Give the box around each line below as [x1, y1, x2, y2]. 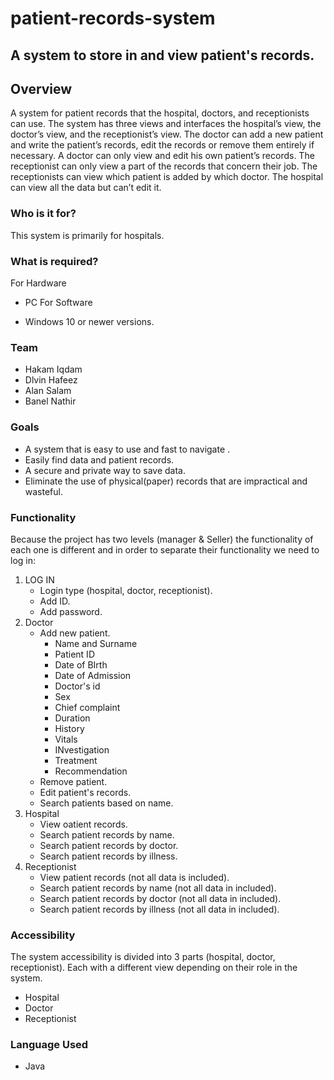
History [54, 722, 85, 734]
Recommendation [54, 765, 128, 777]
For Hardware [10, 277, 67, 289]
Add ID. [39, 595, 71, 607]
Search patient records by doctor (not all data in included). [39, 892, 282, 904]
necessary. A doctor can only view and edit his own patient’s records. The [10, 150, 315, 162]
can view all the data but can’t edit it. [10, 182, 162, 194]
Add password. [39, 605, 103, 617]
